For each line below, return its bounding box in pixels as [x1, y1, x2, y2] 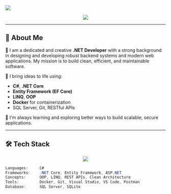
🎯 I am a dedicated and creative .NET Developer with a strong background [5, 47, 162, 53]
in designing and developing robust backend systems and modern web [5, 52, 154, 58]
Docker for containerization [12, 99, 71, 105]
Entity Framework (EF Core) [12, 88, 73, 94]
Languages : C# [5, 165, 44, 171]
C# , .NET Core [12, 83, 44, 89]
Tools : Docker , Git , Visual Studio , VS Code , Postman [5, 180, 140, 185]
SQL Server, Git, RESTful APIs [12, 104, 75, 111]
